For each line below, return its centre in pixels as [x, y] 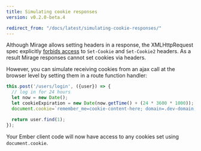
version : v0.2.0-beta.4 [36, 17]
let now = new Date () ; [40, 98]
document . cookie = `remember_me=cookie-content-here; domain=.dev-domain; [104, 109]
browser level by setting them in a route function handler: [77, 76]
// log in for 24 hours [41, 92]
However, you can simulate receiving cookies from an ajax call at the [91, 69]
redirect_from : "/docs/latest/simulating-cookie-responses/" [84, 28]
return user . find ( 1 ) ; [39, 119]
